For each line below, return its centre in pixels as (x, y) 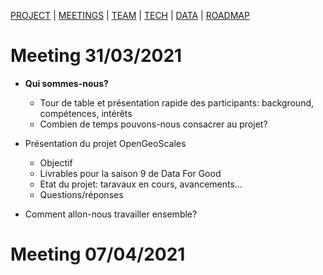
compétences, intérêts (86, 113)
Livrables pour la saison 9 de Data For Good (130, 173)
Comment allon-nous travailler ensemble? (111, 214)
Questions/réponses (81, 194)
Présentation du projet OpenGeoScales (105, 143)
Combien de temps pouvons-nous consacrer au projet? (153, 124)
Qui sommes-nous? (66, 83)
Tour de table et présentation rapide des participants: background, (177, 102)
